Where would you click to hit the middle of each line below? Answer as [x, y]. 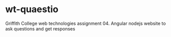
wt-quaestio [32, 9]
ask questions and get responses [40, 28]
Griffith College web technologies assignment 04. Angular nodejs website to [86, 23]
